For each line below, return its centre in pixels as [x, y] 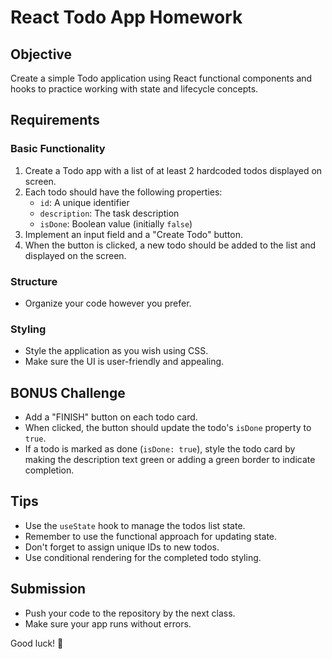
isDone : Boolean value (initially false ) [116, 223]
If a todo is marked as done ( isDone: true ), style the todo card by [160, 449]
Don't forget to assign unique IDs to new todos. [122, 547]
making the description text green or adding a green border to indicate [170, 460]
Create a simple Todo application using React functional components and [161, 78]
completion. [49, 470]
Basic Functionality [58, 149]
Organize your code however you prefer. [108, 303]
